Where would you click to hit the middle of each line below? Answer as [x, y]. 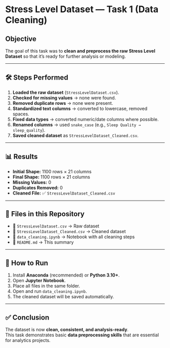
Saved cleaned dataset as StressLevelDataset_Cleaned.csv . [75, 135]
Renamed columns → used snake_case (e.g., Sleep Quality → [77, 125]
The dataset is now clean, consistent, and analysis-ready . [67, 330]
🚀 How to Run [27, 263]
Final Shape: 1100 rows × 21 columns [51, 177]
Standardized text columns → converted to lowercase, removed [80, 108]
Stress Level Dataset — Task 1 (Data [82, 9]
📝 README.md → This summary [43, 242]
